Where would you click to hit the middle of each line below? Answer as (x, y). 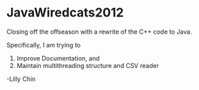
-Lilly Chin (21, 79)
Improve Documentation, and (58, 58)
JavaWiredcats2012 (65, 13)
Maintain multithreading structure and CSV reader (88, 65)
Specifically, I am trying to (44, 45)
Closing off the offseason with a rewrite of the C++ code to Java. (99, 32)
